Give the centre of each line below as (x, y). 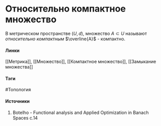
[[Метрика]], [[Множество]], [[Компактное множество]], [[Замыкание (81, 61)
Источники (17, 101)
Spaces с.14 (25, 118)
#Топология (18, 90)
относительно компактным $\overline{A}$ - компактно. (65, 39)
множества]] (19, 67)
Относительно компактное (66, 9)
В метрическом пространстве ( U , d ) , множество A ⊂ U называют (76, 33)
